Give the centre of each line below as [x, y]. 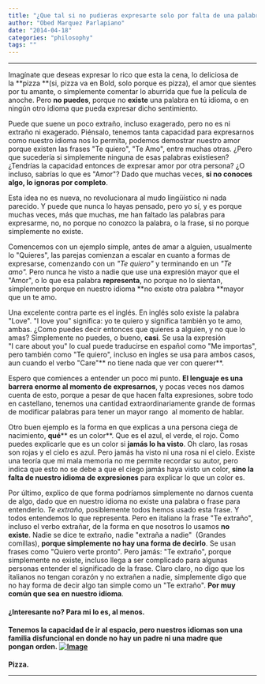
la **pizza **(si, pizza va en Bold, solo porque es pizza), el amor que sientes [132, 83]
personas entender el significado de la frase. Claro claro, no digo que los [127, 569]
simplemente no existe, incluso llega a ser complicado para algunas [118, 560]
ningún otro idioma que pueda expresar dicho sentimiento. [103, 108]
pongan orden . [33, 647]
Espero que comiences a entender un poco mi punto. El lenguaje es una [125, 378]
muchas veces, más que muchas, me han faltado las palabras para [117, 215]
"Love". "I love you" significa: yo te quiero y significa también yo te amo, [125, 321]
